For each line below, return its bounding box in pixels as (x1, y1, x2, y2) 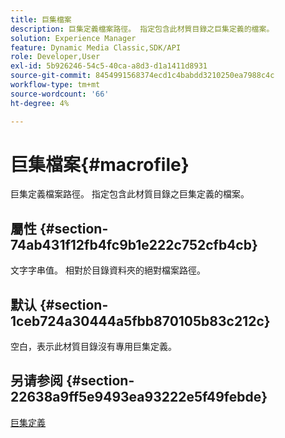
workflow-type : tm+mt (10, 80, 101, 90)
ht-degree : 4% (10, 98, 70, 108)
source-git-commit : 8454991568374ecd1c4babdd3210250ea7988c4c (10, 71, 275, 81)
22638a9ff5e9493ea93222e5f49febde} (10, 389, 268, 406)
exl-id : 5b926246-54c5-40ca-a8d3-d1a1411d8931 (10, 61, 208, 71)
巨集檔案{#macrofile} (10, 153, 190, 176)
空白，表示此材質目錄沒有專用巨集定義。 (10, 341, 177, 353)
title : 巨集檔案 (10, 14, 72, 25)
